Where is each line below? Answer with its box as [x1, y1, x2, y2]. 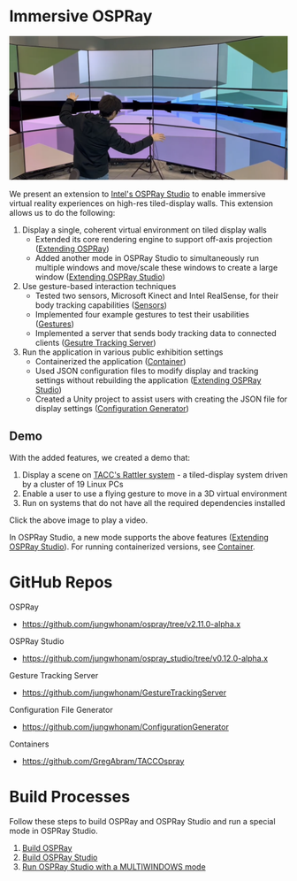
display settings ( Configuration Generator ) [34, 402, 190, 413]
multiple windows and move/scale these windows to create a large [34, 262, 278, 272]
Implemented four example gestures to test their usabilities [34, 309, 250, 319]
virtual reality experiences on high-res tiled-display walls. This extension [9, 197, 274, 209]
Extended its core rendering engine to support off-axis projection [34, 234, 272, 244]
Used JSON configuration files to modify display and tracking [34, 365, 259, 376]
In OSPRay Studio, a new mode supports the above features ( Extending [9, 532, 270, 542]
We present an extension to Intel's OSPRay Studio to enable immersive [9, 188, 266, 199]
